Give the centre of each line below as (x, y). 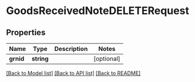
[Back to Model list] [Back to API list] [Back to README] (73, 73)
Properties (26, 33)
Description (71, 49)
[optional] (107, 59)
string (40, 59)
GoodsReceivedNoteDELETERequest (98, 11)
